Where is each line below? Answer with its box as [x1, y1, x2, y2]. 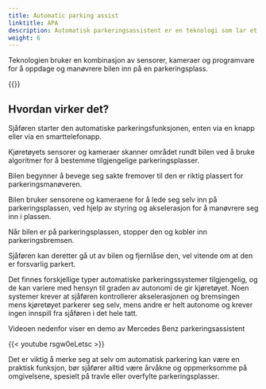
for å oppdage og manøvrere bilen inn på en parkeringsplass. [8, 64, 209, 74]
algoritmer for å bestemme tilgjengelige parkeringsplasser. [8, 156, 200, 165]
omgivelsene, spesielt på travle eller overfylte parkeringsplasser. [8, 372, 220, 381]
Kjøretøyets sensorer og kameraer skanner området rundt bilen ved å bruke [8, 148, 256, 157]
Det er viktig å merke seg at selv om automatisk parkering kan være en [8, 355, 240, 364]
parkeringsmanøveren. [8, 179, 83, 189]
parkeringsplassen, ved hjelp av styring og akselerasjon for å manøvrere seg [8, 203, 259, 213]
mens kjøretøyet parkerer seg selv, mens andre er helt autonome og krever [8, 300, 253, 310]
